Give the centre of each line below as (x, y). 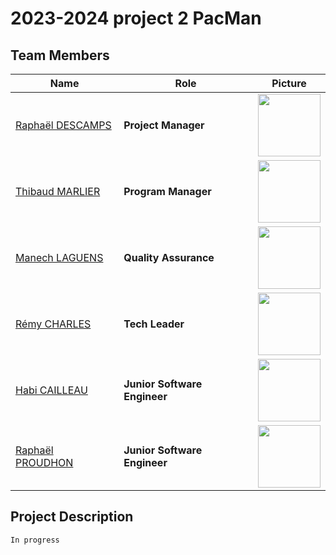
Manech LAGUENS (59, 257)
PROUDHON (44, 462)
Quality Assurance (169, 257)
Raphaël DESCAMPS (63, 125)
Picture (289, 83)
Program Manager (167, 191)
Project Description (72, 517)
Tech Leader (154, 324)
